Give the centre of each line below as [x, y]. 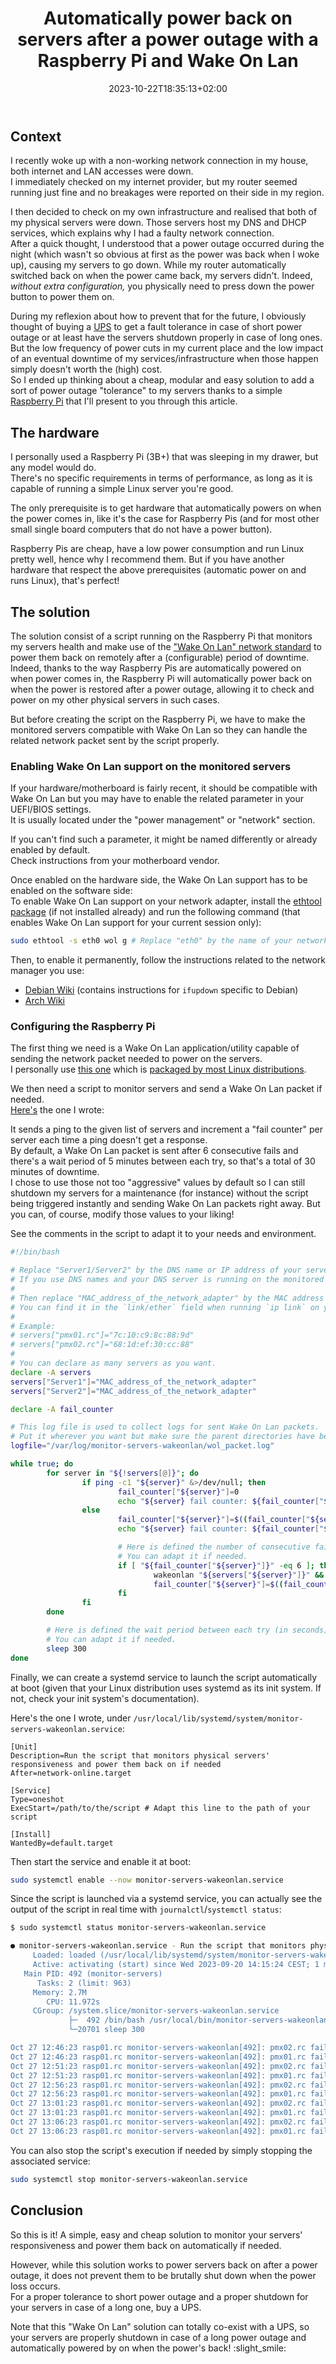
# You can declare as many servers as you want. [113, 1363]
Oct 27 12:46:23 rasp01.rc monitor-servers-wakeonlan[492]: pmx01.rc [158, 2057]
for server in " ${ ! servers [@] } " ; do [122, 1473]
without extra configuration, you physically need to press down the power [162, 286]
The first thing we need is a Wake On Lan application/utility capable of [155, 1048]
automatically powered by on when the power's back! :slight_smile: [148, 2348]
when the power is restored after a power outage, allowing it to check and [162, 689]
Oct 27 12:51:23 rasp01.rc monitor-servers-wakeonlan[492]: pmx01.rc [158, 2075]
